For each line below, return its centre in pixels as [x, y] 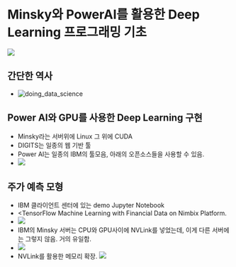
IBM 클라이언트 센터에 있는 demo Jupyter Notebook [91, 205]
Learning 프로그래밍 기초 [77, 32]
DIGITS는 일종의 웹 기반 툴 [54, 145]
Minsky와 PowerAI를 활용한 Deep [103, 15]
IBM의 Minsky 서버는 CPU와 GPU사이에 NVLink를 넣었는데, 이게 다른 [114, 230]
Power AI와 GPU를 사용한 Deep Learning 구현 [105, 118]
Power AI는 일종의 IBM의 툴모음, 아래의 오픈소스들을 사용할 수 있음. [111, 154]
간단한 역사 [30, 76]
